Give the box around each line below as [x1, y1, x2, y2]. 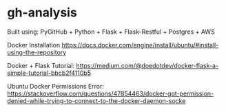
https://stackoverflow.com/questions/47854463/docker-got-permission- [7, 89, 214, 98]
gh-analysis [7, 5, 77, 21]
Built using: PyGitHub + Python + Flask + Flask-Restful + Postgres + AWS [7, 27, 215, 36]
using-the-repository [7, 48, 67, 56]
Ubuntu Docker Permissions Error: [7, 82, 105, 90]
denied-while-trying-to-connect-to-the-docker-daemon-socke [7, 96, 186, 104]
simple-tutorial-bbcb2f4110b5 [7, 69, 92, 77]
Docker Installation [7, 41, 61, 49]
